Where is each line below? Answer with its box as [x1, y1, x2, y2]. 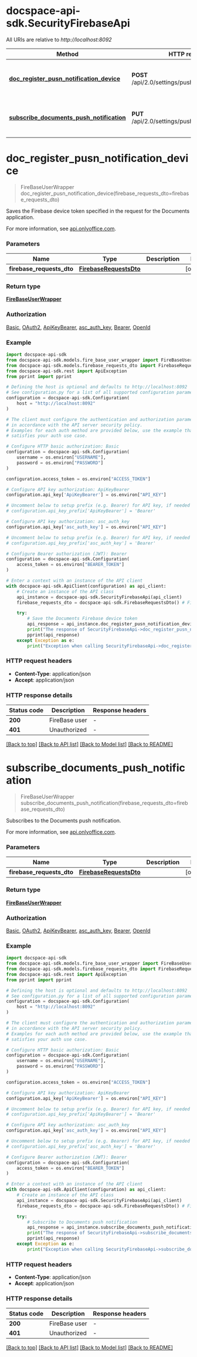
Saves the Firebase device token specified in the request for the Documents [6, 207, 190, 214]
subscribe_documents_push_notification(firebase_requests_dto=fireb [20, 800, 189, 807]
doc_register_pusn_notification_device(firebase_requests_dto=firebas [20, 190, 189, 197]
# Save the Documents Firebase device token [27, 615, 138, 622]
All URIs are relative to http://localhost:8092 [6, 36, 113, 43]
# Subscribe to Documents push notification [27, 1219, 138, 1225]
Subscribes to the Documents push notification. [6, 817, 121, 824]
